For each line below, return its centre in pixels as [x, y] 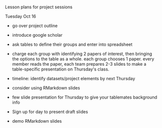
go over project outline [35, 26]
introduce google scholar [37, 35]
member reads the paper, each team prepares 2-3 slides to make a [79, 64]
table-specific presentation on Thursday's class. [61, 69]
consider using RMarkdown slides [46, 88]
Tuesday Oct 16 [21, 16]
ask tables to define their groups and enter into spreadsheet [72, 44]
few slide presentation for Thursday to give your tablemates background [84, 97]
